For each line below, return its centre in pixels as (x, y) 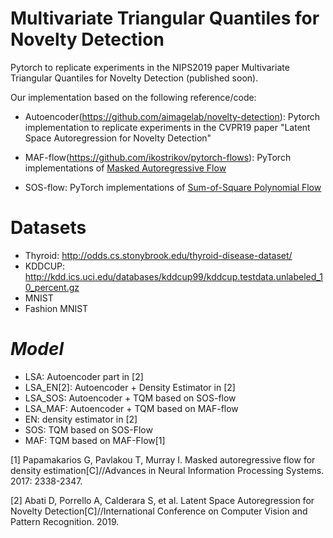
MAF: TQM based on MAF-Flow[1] (95, 440)
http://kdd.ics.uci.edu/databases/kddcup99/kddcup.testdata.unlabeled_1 (173, 276)
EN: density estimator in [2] (81, 419)
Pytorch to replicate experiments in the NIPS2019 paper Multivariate (150, 67)
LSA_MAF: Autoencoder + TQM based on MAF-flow (131, 408)
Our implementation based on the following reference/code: (133, 97)
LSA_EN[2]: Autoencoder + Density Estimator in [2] (130, 387)
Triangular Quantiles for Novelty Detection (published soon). (134, 78)
